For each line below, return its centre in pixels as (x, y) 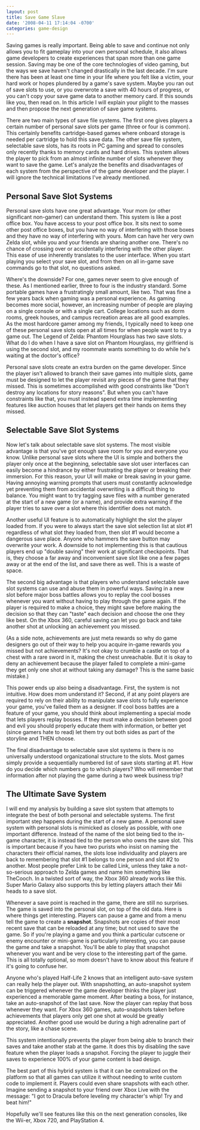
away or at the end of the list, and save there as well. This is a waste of (93, 564)
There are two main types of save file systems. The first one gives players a (99, 121)
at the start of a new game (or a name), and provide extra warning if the (94, 502)
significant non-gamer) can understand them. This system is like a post (94, 217)
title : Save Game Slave (36, 17)
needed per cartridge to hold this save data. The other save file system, (94, 139)
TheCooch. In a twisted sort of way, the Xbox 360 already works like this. (96, 878)
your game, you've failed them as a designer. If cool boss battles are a (93, 707)
